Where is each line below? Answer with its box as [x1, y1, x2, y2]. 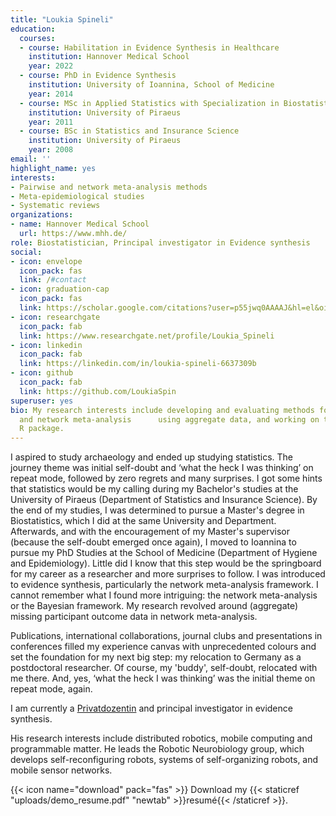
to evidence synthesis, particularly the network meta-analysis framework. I [10, 579, 319, 591]
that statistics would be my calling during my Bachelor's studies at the [10, 483, 299, 495]
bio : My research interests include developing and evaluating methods [10, 405, 315, 415]
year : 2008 [28, 145, 74, 155]
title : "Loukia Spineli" [10, 14, 114, 25]
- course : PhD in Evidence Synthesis [19, 71, 177, 81]
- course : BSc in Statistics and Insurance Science [19, 126, 240, 136]
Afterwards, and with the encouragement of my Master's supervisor [10, 526, 290, 538]
